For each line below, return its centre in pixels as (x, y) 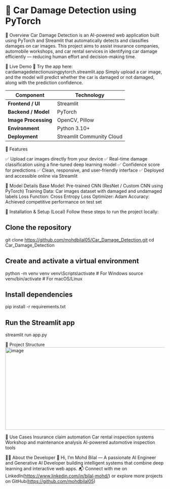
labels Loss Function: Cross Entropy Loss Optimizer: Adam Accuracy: (77, 196)
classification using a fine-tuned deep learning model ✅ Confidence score (83, 165)
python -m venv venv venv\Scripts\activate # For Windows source (74, 273)
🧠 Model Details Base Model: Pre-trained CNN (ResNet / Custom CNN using (84, 186)
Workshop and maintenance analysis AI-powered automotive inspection (80, 442)
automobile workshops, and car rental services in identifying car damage (81, 51)
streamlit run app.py (26, 335)
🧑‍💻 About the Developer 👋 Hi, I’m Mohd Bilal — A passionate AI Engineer (81, 458)
